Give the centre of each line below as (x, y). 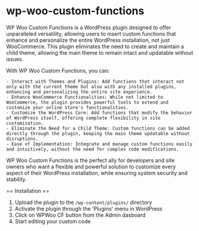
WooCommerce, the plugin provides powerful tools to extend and (87, 102)
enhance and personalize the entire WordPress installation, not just (88, 40)
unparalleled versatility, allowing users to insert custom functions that (91, 33)
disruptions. (22, 139)
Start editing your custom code (53, 221)
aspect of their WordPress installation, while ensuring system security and (97, 173)
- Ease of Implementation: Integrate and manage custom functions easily (99, 144)
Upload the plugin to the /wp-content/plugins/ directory (83, 202)
